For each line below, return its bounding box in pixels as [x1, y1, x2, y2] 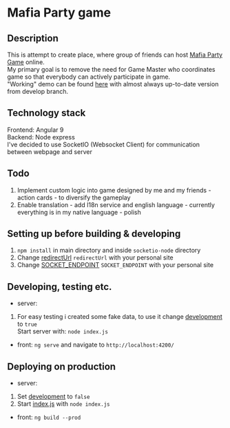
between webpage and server [7, 147, 93, 156]
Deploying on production [7, 360, 116, 372]
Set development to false [17, 392, 90, 401]
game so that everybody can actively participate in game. [7, 72, 171, 81]
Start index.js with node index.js [17, 400, 110, 408]
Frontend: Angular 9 [7, 126, 64, 134]
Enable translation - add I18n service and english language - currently [17, 200, 216, 208]
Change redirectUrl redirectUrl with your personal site [17, 253, 174, 262]
